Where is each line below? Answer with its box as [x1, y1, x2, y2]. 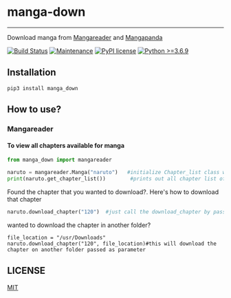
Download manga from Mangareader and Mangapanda [7, 33, 163, 41]
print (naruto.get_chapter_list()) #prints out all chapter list [7, 175, 217, 182]
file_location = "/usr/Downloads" [7, 234, 107, 241]
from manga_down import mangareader [7, 156, 112, 164]
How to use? [7, 104, 62, 116]
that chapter [7, 195, 42, 203]
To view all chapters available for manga [7, 141, 125, 149]
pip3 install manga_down [7, 85, 78, 92]
